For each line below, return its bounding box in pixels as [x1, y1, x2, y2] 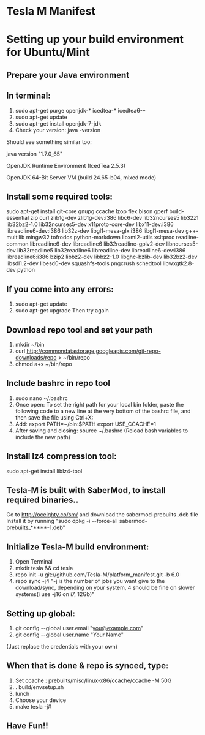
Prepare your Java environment [6, 69, 130, 80]
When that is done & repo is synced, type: [6, 660, 169, 671]
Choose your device [15, 696, 66, 704]
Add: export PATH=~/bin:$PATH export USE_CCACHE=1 [15, 420, 156, 428]
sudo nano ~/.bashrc [15, 394, 69, 402]
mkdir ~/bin [15, 341, 45, 349]
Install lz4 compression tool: [6, 451, 117, 462]
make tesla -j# [15, 703, 52, 710]
